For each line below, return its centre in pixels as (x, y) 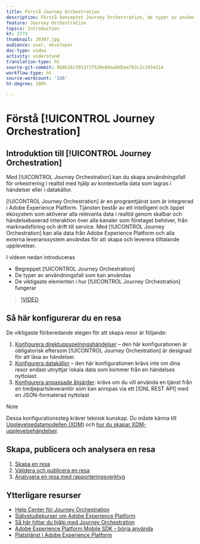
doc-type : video (26, 51)
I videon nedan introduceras (41, 257)
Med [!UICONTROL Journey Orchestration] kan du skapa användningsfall (96, 177)
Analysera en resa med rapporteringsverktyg (70, 477)
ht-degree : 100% (26, 84)
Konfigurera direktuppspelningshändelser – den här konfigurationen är (101, 344)
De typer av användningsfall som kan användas (73, 275)
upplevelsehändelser (32, 431)
